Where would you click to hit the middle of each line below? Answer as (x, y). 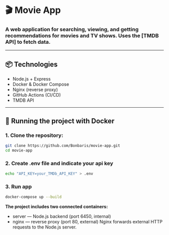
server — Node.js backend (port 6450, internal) (62, 216)
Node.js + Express (32, 79)
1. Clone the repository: (34, 135)
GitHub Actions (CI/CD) (37, 95)
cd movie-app (19, 150)
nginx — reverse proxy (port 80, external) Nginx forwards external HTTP (87, 222)
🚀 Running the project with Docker (60, 121)
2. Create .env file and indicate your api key (59, 163)
